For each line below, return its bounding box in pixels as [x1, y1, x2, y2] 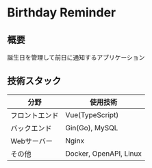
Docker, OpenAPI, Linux [65, 149, 142, 158]
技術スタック [7, 75, 62, 87]
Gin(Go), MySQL [65, 123, 118, 132]
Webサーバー [10, 136, 53, 145]
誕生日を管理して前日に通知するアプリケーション [7, 53, 145, 61]
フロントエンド [10, 110, 60, 120]
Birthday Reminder [7, 5, 116, 21]
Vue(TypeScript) [65, 110, 119, 119]
